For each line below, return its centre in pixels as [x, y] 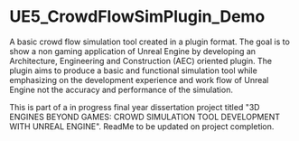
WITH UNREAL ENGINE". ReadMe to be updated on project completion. [142, 126]
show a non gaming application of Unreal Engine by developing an [132, 51]
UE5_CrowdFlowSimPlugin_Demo [137, 17]
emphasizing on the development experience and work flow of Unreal [139, 80]
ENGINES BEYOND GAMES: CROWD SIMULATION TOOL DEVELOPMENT [145, 117]
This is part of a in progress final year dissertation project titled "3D [135, 107]
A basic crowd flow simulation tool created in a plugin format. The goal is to [150, 42]
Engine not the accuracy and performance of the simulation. [121, 89]
